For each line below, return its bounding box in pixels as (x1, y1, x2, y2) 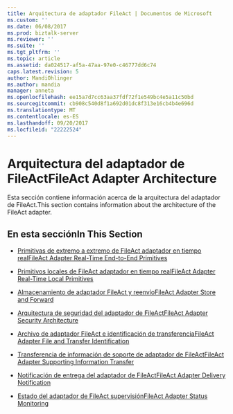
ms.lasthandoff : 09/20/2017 (7, 119, 89, 127)
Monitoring (17, 399, 49, 408)
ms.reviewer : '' (7, 36, 54, 43)
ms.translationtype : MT (7, 107, 76, 114)
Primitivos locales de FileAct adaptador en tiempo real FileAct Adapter (17, 267, 216, 276)
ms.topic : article (7, 55, 60, 62)
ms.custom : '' (7, 17, 49, 24)
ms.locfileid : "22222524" (7, 126, 82, 133)
